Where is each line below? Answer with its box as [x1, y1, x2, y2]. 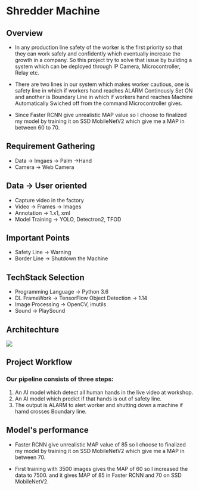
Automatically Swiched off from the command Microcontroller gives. [14, 100, 183, 107]
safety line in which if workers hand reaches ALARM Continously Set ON [14, 87, 193, 94]
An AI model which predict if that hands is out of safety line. [14, 395, 162, 402]
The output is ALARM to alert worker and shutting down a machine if [14, 401, 184, 408]
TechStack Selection [6, 272, 85, 282]
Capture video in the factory [14, 196, 85, 204]
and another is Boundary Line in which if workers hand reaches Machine [14, 94, 193, 100]
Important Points [6, 233, 70, 243]
